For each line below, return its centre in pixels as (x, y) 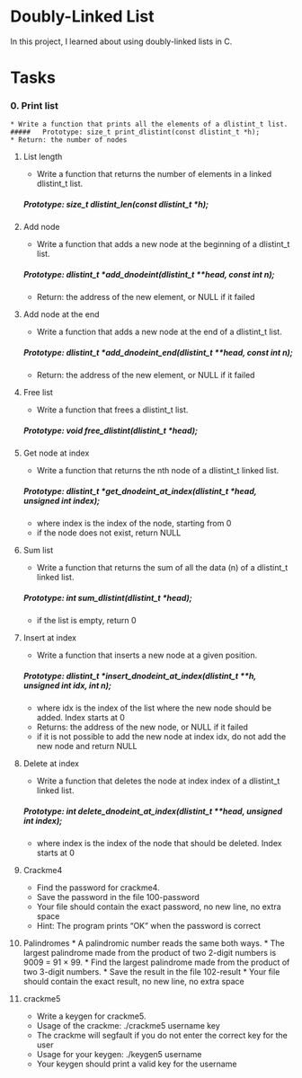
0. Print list (35, 106)
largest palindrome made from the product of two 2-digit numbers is (150, 953)
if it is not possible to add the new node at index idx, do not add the (161, 737)
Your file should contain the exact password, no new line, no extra (159, 907)
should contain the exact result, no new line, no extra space (134, 982)
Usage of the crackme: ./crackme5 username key (129, 1026)
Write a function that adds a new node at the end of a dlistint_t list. (159, 332)
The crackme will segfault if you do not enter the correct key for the (162, 1036)
